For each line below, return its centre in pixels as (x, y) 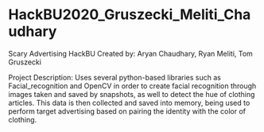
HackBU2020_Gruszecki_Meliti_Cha (130, 15)
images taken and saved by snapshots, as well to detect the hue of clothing (132, 94)
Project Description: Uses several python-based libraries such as (115, 77)
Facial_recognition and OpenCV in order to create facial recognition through (132, 86)
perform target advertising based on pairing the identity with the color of (127, 111)
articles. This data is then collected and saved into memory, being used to (129, 103)
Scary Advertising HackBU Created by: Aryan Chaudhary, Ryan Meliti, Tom (130, 53)
